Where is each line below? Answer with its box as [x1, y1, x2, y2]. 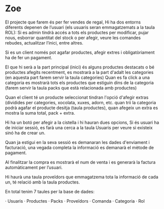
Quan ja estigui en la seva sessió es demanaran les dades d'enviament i [5, 139, 150, 145]
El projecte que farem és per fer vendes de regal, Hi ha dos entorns [5, 19, 141, 25]
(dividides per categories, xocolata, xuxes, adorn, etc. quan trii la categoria [5, 99, 156, 105]
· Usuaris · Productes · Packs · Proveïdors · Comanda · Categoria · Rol [5, 198, 145, 204]
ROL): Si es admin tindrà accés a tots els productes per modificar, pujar [5, 29, 149, 35]
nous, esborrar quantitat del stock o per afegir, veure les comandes [5, 35, 141, 41]
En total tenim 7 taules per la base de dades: [5, 188, 94, 194]
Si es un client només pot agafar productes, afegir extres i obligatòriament [5, 49, 155, 55]
